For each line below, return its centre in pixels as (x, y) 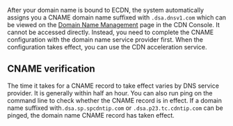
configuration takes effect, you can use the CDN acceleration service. (107, 47)
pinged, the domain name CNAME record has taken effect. (91, 115)
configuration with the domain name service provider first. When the (105, 40)
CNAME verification (51, 69)
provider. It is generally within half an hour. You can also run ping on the (110, 93)
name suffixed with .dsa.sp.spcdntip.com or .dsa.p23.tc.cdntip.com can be (115, 108)
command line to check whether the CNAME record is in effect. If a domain (115, 100)
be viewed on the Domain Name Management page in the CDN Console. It (114, 25)
